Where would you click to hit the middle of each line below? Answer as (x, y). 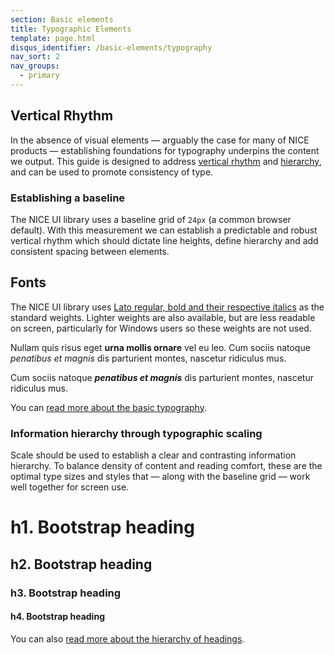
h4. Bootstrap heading (57, 617)
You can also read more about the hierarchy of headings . (127, 638)
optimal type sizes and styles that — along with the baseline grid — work (160, 477)
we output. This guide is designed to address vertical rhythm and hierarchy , (166, 161)
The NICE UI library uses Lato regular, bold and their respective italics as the (167, 307)
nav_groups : (35, 66)
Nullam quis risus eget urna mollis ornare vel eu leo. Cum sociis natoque (160, 347)
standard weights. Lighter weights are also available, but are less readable (163, 317)
